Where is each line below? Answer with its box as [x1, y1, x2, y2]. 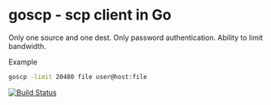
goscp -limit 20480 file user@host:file [8, 72, 148, 81]
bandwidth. [8, 41, 46, 50]
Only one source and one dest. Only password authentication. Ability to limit [8, 33, 263, 42]
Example [8, 57, 38, 67]
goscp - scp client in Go [8, 6, 172, 24]
